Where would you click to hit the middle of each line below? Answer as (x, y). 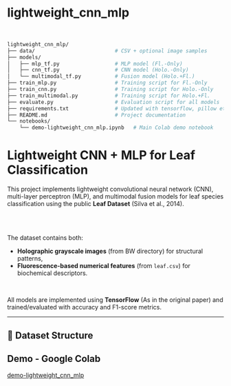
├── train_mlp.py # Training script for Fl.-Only (107, 83)
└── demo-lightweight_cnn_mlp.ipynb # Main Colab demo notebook (117, 128)
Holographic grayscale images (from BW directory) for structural (110, 251)
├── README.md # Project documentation (97, 115)
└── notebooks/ (29, 121)
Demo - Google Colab (54, 359)
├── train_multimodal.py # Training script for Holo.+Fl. (109, 95)
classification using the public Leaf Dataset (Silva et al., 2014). (96, 204)
